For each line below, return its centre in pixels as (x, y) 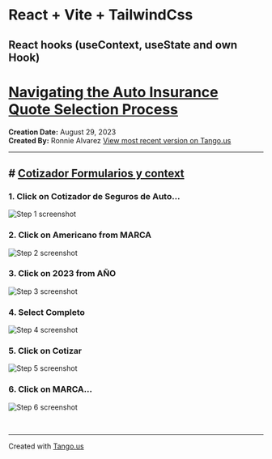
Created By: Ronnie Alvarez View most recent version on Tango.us (120, 140)
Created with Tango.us (47, 446)
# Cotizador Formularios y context (96, 173)
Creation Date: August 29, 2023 (62, 132)
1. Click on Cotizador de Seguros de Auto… (94, 196)
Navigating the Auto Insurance (113, 92)
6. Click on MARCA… (51, 389)
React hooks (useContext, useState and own (123, 45)
